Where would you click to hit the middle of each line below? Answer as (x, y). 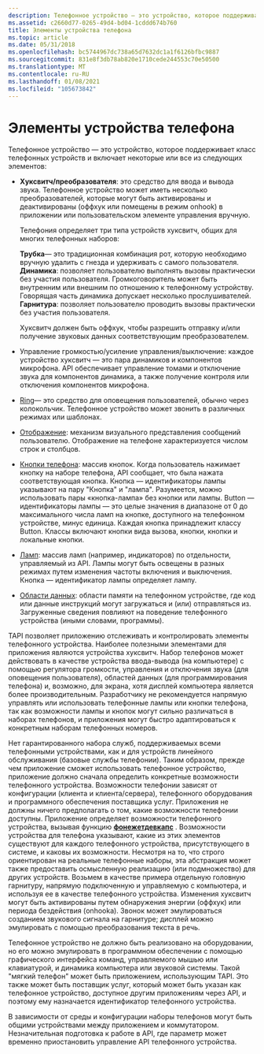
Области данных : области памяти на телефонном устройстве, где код (137, 595)
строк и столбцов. (50, 449)
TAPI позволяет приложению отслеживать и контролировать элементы (128, 636)
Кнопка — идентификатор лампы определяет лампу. (108, 580)
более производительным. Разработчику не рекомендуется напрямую (128, 695)
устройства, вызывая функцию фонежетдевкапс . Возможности (117, 827)
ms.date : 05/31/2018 (42, 45)
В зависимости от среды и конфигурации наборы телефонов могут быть (130, 1017)
